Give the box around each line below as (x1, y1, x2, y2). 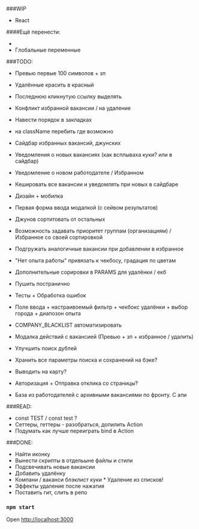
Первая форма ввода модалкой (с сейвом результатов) (14, 204, 158, 211)
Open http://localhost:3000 (6, 516, 74, 523)
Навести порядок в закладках (14, 116, 92, 123)
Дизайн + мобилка (14, 192, 64, 199)
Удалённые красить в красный (14, 81, 94, 88)
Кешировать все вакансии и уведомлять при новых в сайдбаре (14, 181, 179, 188)
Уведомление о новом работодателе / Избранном (14, 169, 144, 176)
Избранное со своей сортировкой (14, 234, 103, 241)
